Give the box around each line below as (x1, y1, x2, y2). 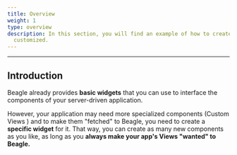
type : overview (7, 23, 52, 30)
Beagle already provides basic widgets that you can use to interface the (7, 88, 218, 96)
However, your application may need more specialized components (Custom (7, 109, 229, 117)
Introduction (7, 69, 63, 81)
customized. (13, 37, 49, 44)
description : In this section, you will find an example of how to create (7, 30, 232, 38)
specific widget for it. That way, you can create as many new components (7, 125, 224, 133)
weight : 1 (7, 17, 37, 24)
